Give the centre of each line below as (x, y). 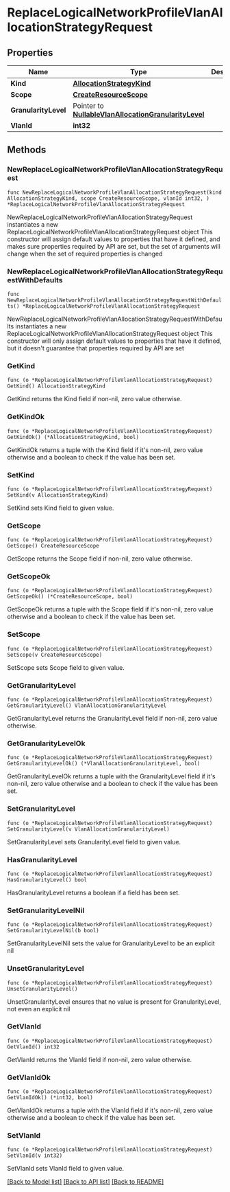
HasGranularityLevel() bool (47, 880)
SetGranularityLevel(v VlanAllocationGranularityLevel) (88, 829)
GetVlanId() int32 (33, 1047)
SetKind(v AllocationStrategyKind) (58, 495)
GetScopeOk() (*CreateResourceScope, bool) (70, 597)
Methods (27, 150)
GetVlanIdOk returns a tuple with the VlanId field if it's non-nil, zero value (110, 1110)
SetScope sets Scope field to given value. (66, 667)
